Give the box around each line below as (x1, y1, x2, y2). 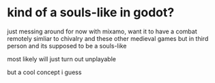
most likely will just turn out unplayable (7, 54, 116, 63)
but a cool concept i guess (7, 68, 82, 76)
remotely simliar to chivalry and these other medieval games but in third (7, 34, 209, 42)
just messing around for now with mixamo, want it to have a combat (7, 27, 197, 35)
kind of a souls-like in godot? (7, 5, 175, 20)
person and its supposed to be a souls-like (7, 41, 127, 50)
